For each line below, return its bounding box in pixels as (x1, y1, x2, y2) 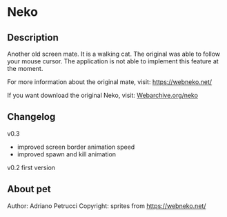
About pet (7, 183, 51, 195)
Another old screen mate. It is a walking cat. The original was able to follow (7, 50, 221, 58)
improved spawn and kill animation (17, 149, 116, 158)
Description (7, 32, 59, 43)
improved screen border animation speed (17, 143, 135, 151)
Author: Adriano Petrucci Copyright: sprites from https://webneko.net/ (7, 201, 206, 210)
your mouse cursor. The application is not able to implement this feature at (7, 57, 219, 65)
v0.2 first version (7, 163, 56, 172)
